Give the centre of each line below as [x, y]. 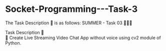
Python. [13, 43]
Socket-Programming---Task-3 [71, 9]
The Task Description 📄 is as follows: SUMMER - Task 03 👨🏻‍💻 [69, 23]
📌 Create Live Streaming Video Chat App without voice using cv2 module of [83, 38]
